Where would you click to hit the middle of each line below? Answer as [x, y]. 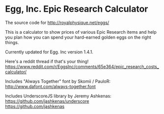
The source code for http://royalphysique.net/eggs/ [57, 23]
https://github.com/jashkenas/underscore [47, 101]
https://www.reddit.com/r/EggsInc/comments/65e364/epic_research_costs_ [82, 67]
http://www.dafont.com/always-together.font [50, 86]
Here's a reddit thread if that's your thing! [47, 61]
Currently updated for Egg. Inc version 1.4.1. [49, 52]
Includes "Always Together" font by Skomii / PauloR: [58, 81]
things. [12, 42]
